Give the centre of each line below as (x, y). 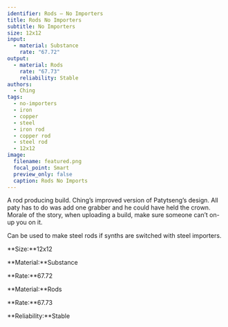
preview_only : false (43, 174)
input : (17, 39)
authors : (20, 84)
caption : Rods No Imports (51, 180)
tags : (15, 97)
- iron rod (29, 129)
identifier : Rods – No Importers (55, 13)
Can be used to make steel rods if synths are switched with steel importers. (114, 236)
